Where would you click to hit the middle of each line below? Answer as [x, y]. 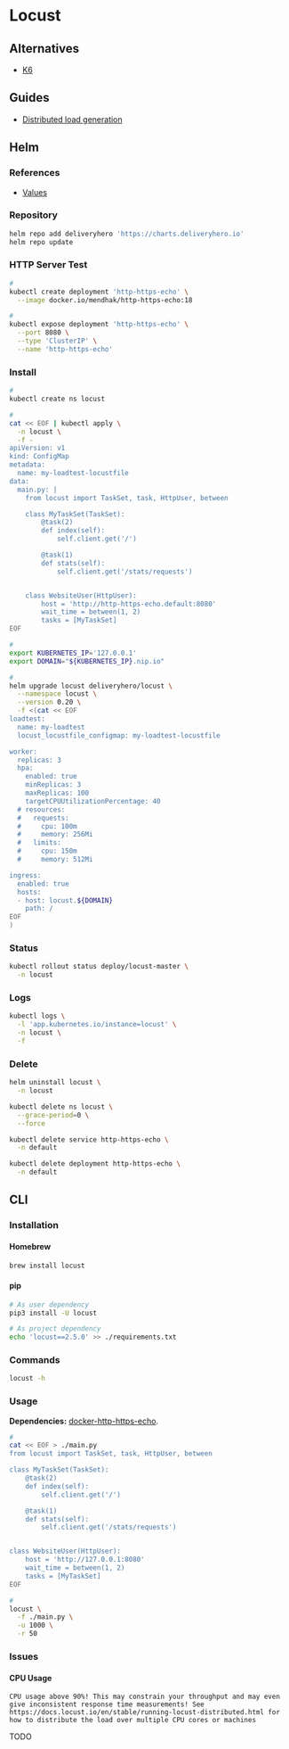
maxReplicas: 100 [57, 793]
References [35, 173]
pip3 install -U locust [53, 1313]
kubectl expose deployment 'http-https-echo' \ [99, 325]
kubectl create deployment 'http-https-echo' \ [99, 292]
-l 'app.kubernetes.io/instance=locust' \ [97, 1025]
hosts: [29, 892]
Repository [33, 215]
